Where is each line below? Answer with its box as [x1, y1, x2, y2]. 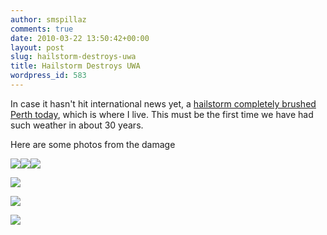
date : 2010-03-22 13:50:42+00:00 [10, 33, 150, 43]
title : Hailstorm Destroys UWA [10, 61, 141, 71]
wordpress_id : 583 [10, 71, 87, 81]
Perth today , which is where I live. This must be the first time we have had [10, 108, 314, 120]
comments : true [10, 24, 74, 34]
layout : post [10, 42, 65, 53]
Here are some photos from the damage [10, 138, 176, 150]
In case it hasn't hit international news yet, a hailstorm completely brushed [10, 97, 317, 110]
